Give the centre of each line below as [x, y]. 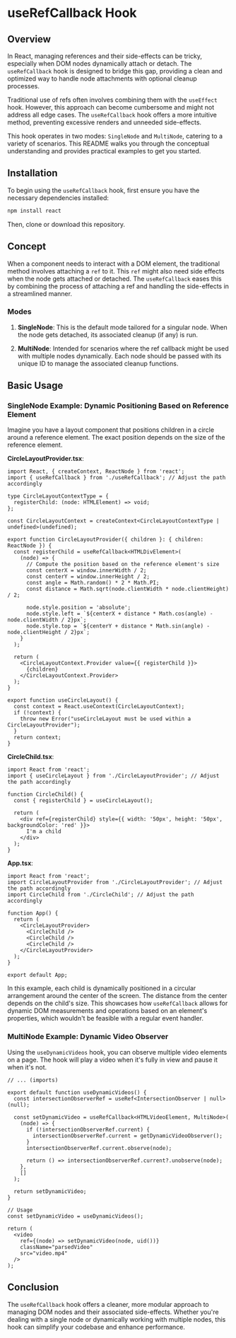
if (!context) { [37, 713]
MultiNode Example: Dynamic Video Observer [88, 1037]
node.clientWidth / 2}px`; [47, 620]
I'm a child [43, 832]
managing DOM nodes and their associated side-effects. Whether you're [113, 1312]
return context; [37, 738]
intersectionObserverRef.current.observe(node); [99, 1148]
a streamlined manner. [40, 293]
